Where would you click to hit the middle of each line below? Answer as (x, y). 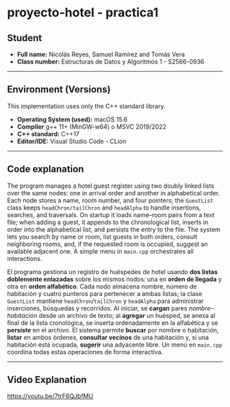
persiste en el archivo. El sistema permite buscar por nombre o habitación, (113, 330)
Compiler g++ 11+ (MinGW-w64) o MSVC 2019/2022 (91, 126)
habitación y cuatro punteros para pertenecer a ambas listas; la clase (105, 293)
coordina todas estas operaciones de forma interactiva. (85, 351)
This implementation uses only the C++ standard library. (86, 106)
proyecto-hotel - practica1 (83, 13)
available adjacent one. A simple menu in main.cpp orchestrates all (100, 251)
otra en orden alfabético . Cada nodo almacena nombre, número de (102, 286)
